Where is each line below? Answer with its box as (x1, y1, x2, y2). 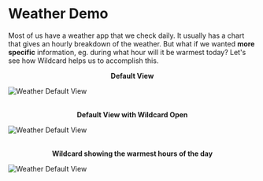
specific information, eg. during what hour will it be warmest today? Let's (8, 47, 246, 57)
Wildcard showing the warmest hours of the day (51, 149, 213, 158)
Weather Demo (8, 5, 109, 23)
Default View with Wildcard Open (76, 109, 188, 119)
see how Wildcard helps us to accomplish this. (8, 56, 159, 65)
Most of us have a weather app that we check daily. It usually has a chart (8, 31, 245, 40)
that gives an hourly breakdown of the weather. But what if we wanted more (8, 39, 255, 48)
